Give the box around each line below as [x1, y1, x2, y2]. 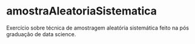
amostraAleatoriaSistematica [6, 4, 157, 18]
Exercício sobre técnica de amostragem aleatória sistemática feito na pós [6, 24, 190, 31]
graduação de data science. [6, 30, 76, 37]
